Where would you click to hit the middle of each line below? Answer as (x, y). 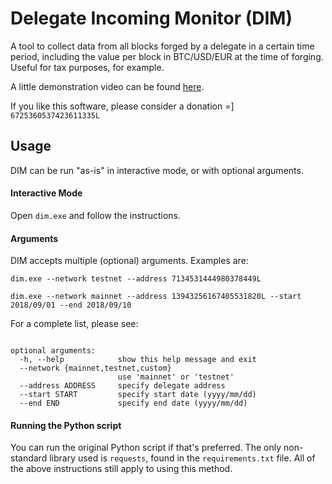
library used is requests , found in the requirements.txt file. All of (182, 458)
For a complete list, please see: (74, 324)
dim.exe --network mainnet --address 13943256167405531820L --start (156, 297)
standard (29, 458)
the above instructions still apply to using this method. (121, 469)
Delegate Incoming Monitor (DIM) (151, 18)
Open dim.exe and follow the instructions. (96, 215)
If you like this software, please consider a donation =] (122, 106)
